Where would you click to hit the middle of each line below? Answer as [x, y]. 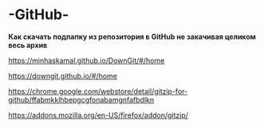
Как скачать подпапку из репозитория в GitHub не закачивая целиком [132, 37]
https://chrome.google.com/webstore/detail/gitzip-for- [98, 91]
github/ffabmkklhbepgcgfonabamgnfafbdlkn [81, 99]
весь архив [28, 45]
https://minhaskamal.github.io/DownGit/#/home [87, 60]
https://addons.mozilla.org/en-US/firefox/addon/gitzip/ [99, 115]
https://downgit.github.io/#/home [63, 76]
